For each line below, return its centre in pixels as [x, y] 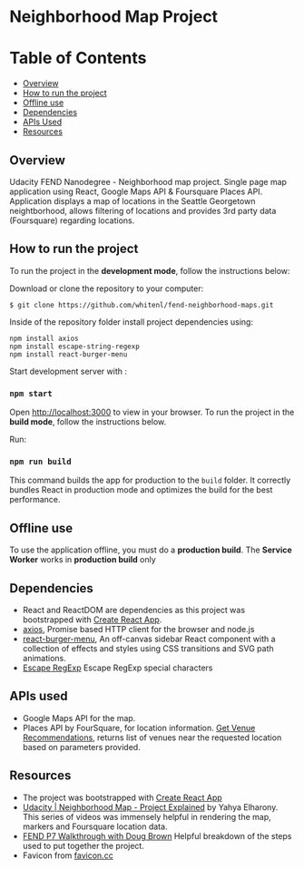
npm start [31, 393]
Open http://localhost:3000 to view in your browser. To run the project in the [152, 412]
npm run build [40, 461]
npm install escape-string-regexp [75, 347]
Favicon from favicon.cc [68, 855]
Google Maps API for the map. [79, 718]
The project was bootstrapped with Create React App [122, 797]
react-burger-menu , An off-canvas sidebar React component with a [149, 639]
